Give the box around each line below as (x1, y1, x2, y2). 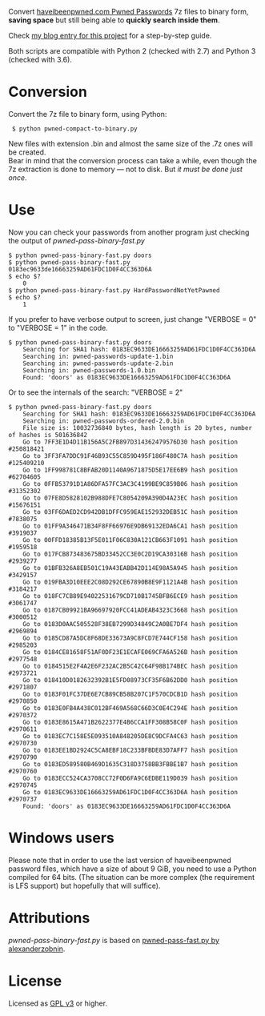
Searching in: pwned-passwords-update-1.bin (22, 352, 174, 360)
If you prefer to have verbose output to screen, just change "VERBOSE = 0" (8, 314, 257, 323)
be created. (8, 147, 46, 157)
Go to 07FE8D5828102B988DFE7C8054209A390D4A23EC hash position (22, 494, 239, 502)
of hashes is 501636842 (8, 431, 88, 439)
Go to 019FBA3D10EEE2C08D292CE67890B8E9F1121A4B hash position (22, 578, 239, 586)
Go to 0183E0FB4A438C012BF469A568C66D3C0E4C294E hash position (22, 704, 239, 712)
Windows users (8, 829, 114, 847)
